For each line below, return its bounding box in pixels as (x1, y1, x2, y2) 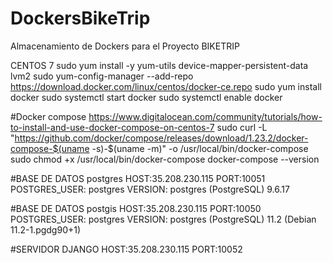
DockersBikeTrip (10, 7, 151, 30)
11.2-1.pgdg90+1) (10, 223, 82, 236)
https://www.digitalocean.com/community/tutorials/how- (88, 110, 323, 122)
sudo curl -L (216, 121, 268, 133)
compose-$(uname (10, 142, 90, 154)
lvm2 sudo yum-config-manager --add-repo (10, 70, 194, 82)
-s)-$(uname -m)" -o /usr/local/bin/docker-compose (91, 142, 309, 154)
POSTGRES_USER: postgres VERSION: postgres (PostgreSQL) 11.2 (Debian (10, 213, 317, 225)
